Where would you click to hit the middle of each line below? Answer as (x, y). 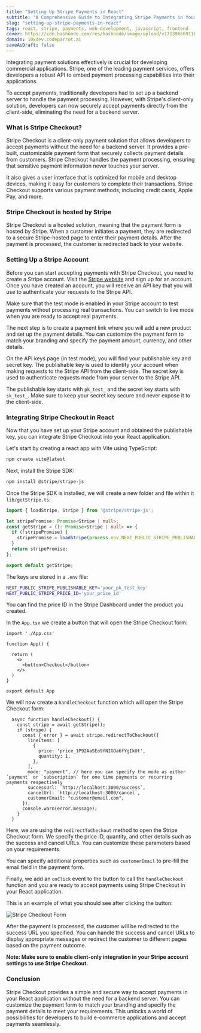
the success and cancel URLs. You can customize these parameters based (98, 843)
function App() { (28, 644)
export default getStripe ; (40, 565)
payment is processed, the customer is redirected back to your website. (95, 244)
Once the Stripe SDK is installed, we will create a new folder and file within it (100, 493)
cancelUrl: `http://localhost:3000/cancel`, (84, 793)
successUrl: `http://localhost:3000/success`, (87, 788)
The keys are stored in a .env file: (47, 577)
